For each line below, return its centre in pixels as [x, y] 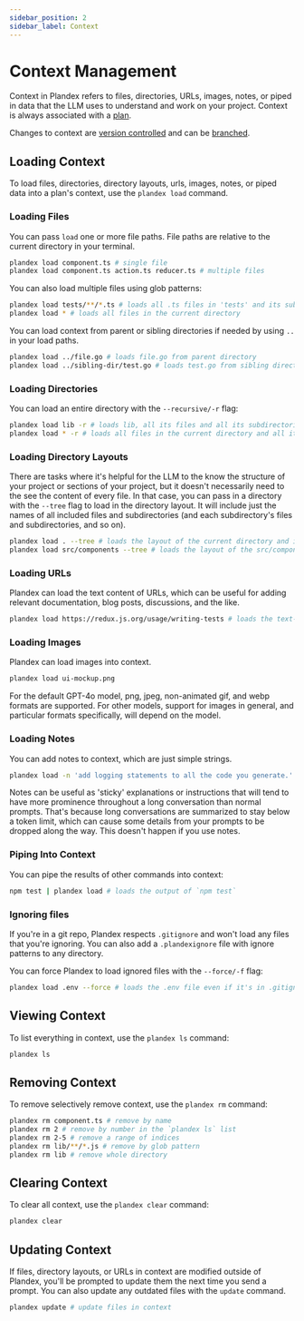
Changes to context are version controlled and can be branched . [130, 133]
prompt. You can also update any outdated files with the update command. [148, 1291]
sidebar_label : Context [54, 26]
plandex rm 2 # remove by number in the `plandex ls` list [123, 1130]
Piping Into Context [52, 855]
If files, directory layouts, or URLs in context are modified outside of [136, 1272]
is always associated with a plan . [71, 115]
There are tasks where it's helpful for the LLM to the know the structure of [147, 476]
